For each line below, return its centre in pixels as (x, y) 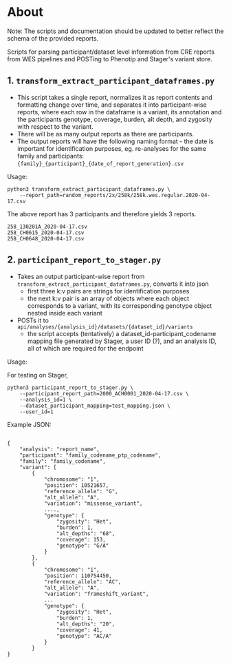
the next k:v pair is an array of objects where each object (108, 298)
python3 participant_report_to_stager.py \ (70, 387)
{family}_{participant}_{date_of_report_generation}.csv (100, 164)
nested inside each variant (65, 313)
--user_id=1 (36, 412)
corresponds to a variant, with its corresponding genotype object (120, 305)
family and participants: (51, 156)
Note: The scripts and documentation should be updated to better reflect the (115, 31)
